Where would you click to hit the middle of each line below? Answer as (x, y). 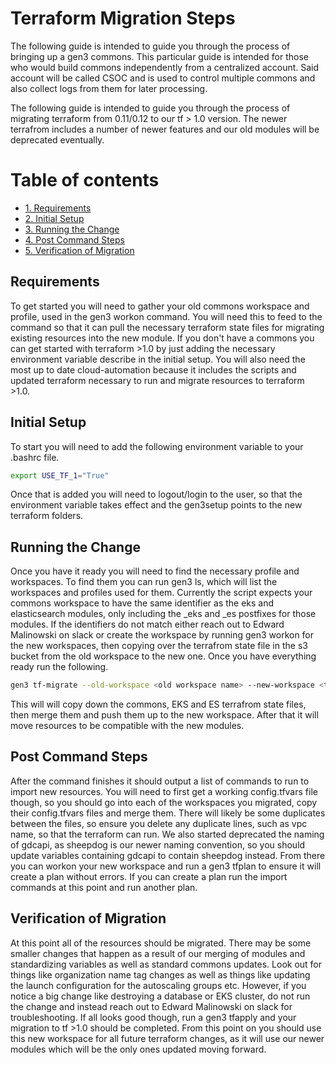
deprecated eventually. (57, 139)
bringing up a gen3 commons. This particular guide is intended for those (159, 56)
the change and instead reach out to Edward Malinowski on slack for (151, 1006)
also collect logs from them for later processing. (109, 88)
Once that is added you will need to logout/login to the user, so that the (156, 494)
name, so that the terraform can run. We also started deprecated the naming (167, 834)
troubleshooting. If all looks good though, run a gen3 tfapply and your (153, 1017)
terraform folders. (47, 516)
